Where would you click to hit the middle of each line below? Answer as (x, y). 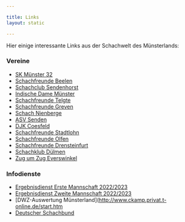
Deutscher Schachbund (45, 213)
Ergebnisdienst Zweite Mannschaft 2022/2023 (73, 193)
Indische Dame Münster (45, 93)
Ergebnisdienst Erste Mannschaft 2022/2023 (71, 187)
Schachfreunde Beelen (44, 81)
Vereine (18, 61)
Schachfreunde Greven (44, 106)
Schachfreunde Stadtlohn (47, 132)
